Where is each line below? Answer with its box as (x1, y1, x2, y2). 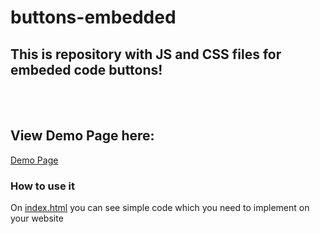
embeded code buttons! (10, 61, 163, 78)
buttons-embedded (10, 6, 177, 29)
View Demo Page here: (10, 127, 155, 145)
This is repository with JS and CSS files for (10, 46, 282, 63)
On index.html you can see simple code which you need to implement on (10, 202, 310, 214)
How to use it (10, 179, 75, 193)
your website (10, 212, 64, 225)
